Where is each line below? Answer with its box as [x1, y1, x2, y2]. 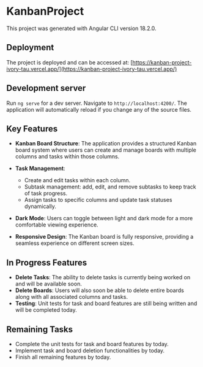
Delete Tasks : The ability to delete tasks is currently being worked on [15, 274, 191, 281]
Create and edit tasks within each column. [24, 177, 131, 184]
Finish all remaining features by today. [15, 353, 111, 360]
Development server [6, 83, 86, 93]
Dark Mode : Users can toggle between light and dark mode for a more [15, 215, 193, 222]
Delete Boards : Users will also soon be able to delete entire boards [15, 287, 185, 294]
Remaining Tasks [6, 324, 73, 334]
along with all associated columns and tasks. [15, 293, 128, 301]
